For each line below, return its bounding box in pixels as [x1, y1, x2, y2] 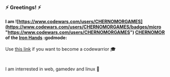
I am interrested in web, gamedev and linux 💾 [5, 66, 100, 72]
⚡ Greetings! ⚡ [5, 4, 42, 11]
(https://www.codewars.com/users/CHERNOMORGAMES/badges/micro [5, 24, 161, 30]
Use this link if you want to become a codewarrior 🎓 [5, 46, 116, 52]
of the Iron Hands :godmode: [5, 34, 67, 41]
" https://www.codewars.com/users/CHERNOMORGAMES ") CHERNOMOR [5, 29, 165, 35]
